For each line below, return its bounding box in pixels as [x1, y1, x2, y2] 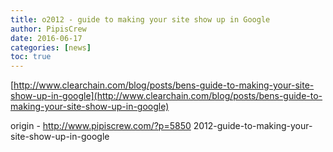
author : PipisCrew [10, 24, 87, 34]
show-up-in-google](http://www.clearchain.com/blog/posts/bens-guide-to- [10, 90, 323, 102]
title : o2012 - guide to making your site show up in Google [10, 14, 271, 25]
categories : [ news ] [10, 42, 92, 53]
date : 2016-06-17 [10, 33, 83, 43]
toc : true [10, 52, 52, 62]
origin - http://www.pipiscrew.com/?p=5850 [10, 120, 192, 132]
